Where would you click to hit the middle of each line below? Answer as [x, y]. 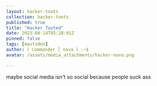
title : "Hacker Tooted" [35, 28]
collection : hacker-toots [37, 17]
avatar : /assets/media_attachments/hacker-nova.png [70, 55]
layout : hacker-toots [32, 11]
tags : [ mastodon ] [27, 44]
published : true [26, 22]
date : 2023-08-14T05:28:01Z [40, 33]
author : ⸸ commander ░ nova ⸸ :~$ [47, 50]
